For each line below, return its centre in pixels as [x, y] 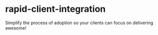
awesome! [16, 28]
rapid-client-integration [55, 9]
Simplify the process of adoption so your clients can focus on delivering [79, 23]
